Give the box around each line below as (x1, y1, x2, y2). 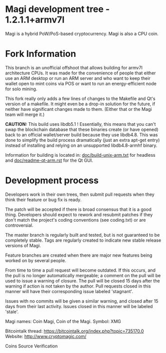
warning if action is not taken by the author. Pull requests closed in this (5, 283, 151, 289)
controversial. (5, 222, 33, 228)
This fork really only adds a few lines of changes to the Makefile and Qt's (5, 95, 156, 101)
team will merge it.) (5, 111, 45, 117)
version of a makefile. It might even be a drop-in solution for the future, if (5, 101, 155, 107)
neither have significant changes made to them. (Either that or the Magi (5, 106, 152, 112)
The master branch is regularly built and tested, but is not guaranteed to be (5, 232, 160, 238)
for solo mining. (5, 86, 37, 92)
